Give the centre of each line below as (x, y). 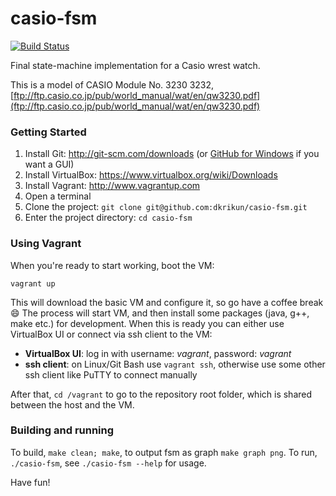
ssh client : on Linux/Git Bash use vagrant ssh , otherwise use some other (175, 364)
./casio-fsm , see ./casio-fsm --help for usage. (108, 463)
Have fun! (30, 482)
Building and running (62, 430)
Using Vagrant (46, 244)
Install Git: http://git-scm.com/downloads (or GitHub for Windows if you (172, 154)
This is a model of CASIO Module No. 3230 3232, (112, 84)
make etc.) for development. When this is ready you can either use (147, 323)
